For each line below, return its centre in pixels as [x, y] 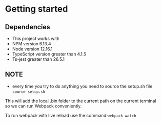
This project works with [36, 38]
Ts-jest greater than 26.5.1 [38, 59]
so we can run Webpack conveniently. [43, 106]
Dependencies [28, 27]
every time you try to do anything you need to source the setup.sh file [82, 86]
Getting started [37, 9]
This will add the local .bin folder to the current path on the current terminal [80, 101]
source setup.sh [29, 92]
